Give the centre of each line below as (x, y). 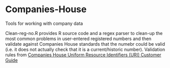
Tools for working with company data (44, 23)
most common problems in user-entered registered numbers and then (78, 39)
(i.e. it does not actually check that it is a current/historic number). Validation (85, 49)
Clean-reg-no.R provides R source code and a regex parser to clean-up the (84, 33)
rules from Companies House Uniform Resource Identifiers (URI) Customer (83, 55)
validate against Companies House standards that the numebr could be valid (85, 44)
